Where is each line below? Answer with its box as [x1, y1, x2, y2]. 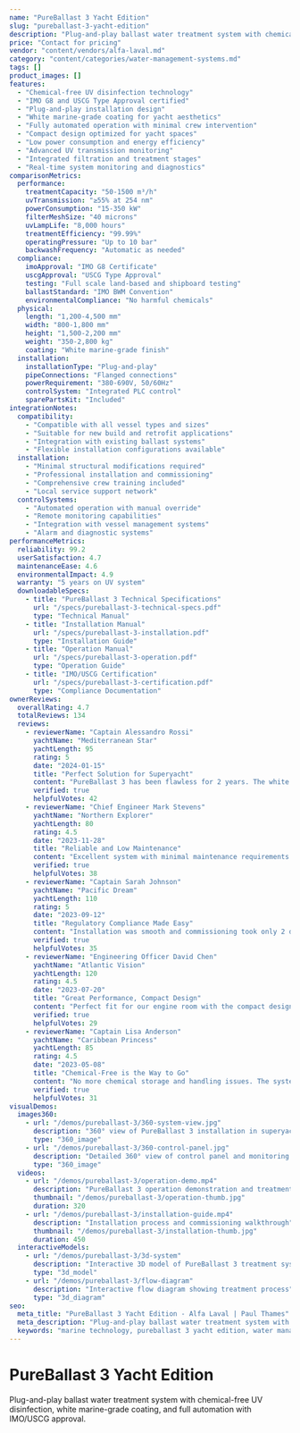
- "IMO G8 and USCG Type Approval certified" [17, 96, 190, 105]
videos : [17, 1168, 46, 1177]
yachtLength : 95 [32, 744, 94, 754]
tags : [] [9, 63, 42, 72]
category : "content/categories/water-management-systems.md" [9, 55, 242, 63]
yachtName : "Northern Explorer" [32, 811, 154, 820]
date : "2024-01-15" [32, 761, 105, 770]
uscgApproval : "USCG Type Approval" [25, 271, 162, 280]
